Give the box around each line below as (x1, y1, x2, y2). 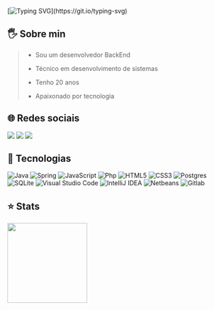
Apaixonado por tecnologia (35, 92, 115, 100)
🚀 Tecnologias (7, 153, 72, 165)
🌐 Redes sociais (7, 112, 80, 124)
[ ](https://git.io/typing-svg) (7, 7, 128, 15)
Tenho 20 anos (35, 78, 79, 87)
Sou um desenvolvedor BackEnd (35, 50, 131, 59)
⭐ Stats (7, 200, 40, 212)
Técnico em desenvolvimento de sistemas (35, 64, 158, 72)
